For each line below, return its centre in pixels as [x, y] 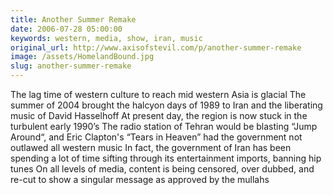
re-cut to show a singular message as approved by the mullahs [140, 179]
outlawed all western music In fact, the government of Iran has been [151, 147]
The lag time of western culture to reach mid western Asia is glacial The [158, 94]
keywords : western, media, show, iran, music [106, 38]
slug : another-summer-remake [71, 66]
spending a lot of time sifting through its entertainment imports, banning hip [166, 158]
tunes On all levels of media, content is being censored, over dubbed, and [162, 169]
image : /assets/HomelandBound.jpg [82, 57]
